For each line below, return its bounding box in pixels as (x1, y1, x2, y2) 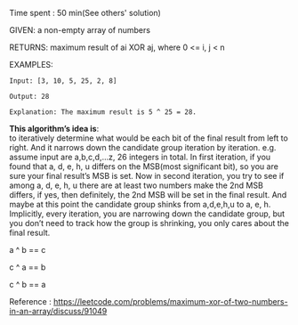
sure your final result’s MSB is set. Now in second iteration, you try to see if (9, 171, 285, 181)
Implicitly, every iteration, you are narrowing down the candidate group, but (9, 208, 286, 219)
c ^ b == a (9, 280, 46, 289)
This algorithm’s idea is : (9, 124, 100, 134)
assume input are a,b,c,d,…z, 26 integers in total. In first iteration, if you (9, 151, 271, 162)
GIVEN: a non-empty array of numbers (9, 25, 151, 35)
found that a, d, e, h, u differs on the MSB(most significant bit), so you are (9, 161, 278, 172)
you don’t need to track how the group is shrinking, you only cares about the (9, 218, 289, 228)
